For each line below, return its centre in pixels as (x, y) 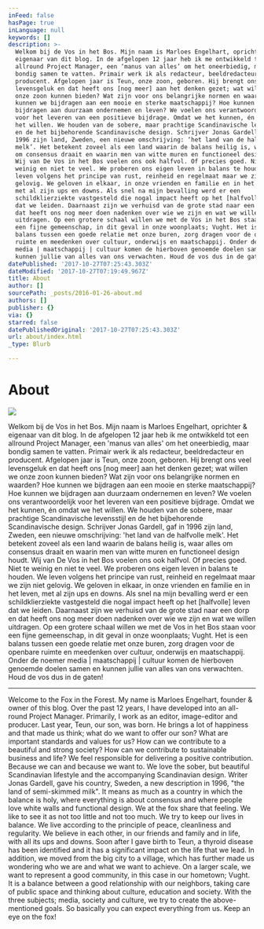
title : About (29, 279)
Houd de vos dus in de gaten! (56, 677)
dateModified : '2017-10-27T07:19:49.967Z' (79, 271)
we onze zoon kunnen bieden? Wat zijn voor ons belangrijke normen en (124, 476)
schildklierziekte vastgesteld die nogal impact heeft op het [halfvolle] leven (129, 601)
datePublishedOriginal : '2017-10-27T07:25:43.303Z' (94, 330)
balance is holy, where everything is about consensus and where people (125, 799)
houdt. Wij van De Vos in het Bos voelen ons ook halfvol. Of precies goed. (128, 560)
